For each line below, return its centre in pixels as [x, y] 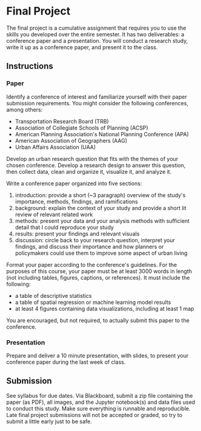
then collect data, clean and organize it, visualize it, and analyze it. [89, 171]
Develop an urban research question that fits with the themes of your [92, 159]
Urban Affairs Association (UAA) [55, 147]
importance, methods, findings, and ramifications [76, 202]
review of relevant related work [54, 214]
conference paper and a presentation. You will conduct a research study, [97, 41]
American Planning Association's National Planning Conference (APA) [102, 134]
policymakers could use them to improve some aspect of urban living [101, 253]
